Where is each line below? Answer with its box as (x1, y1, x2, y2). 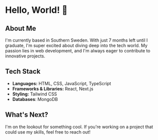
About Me (5, 24, 36, 33)
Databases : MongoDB (12, 96, 58, 102)
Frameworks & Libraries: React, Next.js (12, 86, 94, 92)
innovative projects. (5, 53, 46, 59)
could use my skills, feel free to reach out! (5, 129, 91, 135)
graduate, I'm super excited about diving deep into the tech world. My (5, 43, 148, 48)
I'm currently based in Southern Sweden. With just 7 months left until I (5, 37, 148, 43)
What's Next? (5, 111, 49, 119)
